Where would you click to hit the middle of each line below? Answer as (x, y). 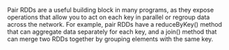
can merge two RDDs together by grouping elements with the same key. (110, 39)
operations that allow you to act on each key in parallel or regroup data (109, 17)
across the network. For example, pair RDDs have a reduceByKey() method (115, 24)
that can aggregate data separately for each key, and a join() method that (112, 32)
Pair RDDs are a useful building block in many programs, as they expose (111, 10)
